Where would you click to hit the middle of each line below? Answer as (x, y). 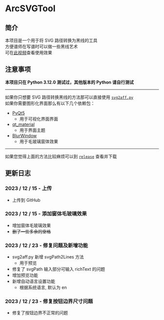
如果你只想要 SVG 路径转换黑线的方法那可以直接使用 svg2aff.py (69, 97)
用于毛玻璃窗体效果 (39, 141)
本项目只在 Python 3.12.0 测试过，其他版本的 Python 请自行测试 (70, 82)
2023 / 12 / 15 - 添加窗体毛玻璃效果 (46, 214)
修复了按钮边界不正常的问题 (40, 313)
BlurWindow (24, 135)
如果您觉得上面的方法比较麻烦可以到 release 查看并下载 (61, 156)
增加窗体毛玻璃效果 (31, 225)
